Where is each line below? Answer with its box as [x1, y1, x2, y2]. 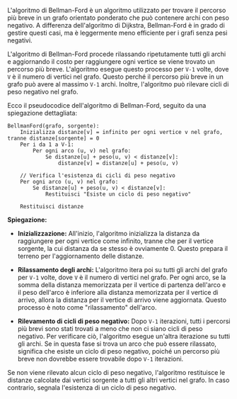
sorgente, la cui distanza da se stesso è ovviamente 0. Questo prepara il [17, 245, 229, 252]
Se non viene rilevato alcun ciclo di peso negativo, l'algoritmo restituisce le [7, 369, 225, 376]
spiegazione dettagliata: [7, 109, 78, 117]
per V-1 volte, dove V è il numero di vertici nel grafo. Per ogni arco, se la [17, 273, 226, 281]
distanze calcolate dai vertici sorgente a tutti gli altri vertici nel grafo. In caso [7, 376, 230, 384]
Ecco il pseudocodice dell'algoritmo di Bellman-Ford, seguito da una [7, 101, 207, 109]
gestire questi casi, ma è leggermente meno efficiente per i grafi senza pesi [7, 28, 228, 37]
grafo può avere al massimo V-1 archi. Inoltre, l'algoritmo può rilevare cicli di [7, 80, 229, 88]
